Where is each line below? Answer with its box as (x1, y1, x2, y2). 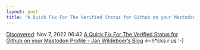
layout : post (6, 8, 39, 15)
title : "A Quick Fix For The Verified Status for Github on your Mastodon (6, 14, 196, 20)
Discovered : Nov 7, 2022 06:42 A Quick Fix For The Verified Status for (6, 30, 179, 37)
